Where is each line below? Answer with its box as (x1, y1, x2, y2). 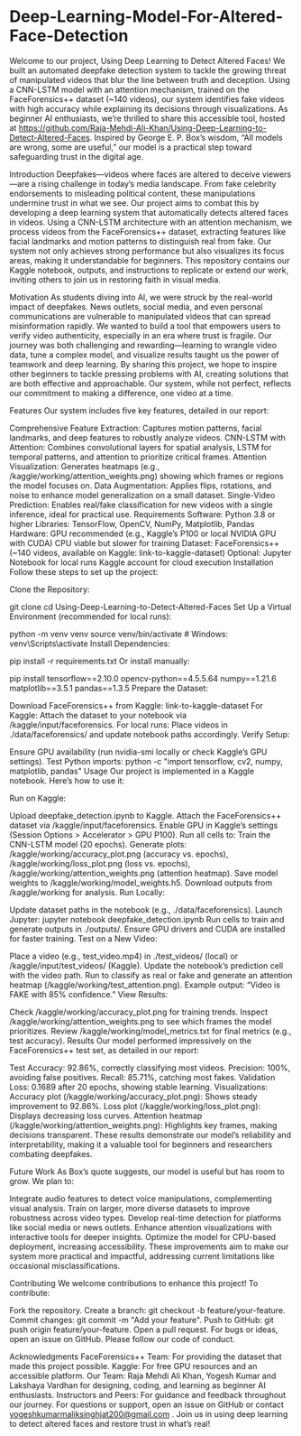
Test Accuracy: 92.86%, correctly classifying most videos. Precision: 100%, (9, 1062, 291, 1073)
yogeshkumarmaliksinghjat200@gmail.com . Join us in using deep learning (9, 1408, 288, 1419)
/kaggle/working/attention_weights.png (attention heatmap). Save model (9, 867, 278, 878)
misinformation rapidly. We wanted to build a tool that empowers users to (9, 320, 281, 331)
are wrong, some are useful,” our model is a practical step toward (9, 142, 252, 153)
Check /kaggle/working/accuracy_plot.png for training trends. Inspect (9, 1006, 269, 1017)
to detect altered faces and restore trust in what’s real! (9, 1418, 211, 1429)
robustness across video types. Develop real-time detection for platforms (9, 1212, 282, 1223)
